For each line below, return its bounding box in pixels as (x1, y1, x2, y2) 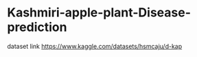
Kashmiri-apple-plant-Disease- (7, 5, 191, 21)
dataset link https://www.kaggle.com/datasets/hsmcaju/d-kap (7, 42, 183, 50)
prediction (7, 19, 67, 35)
